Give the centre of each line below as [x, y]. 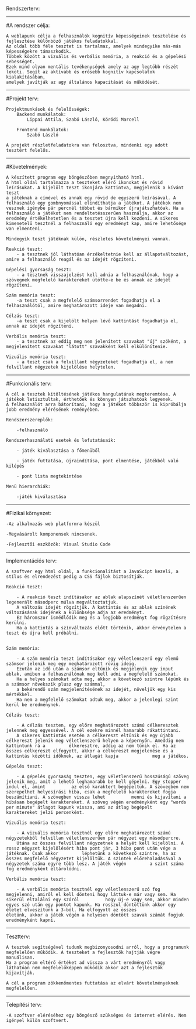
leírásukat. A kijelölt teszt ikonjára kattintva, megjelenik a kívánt [95, 188]
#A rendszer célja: [28, 25]
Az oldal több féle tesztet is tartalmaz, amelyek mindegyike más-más [94, 46]
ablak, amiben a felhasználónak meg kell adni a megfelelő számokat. [92, 674]
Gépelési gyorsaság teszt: [39, 270]
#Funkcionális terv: [29, 384]
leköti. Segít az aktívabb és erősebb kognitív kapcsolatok [81, 72]
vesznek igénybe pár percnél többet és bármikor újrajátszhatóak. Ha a [95, 208]
